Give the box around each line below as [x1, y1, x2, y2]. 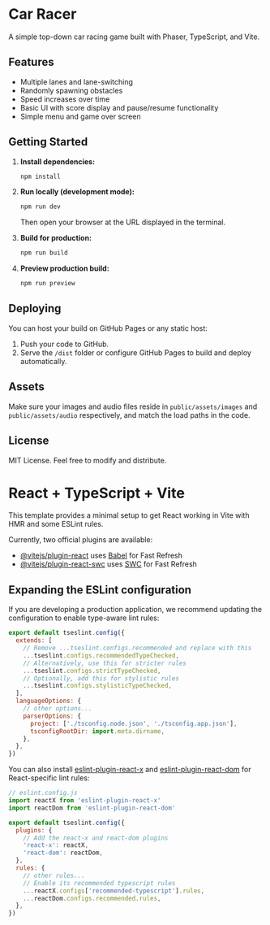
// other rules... [23, 871, 85, 879]
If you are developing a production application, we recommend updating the [8, 605, 262, 614]
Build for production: [19, 233, 92, 243]
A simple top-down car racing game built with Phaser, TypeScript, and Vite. [8, 32, 260, 41]
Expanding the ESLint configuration [8, 583, 192, 597]
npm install [19, 172, 61, 180]
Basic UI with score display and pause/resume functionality [19, 102, 219, 112]
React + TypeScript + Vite [8, 484, 185, 502]
